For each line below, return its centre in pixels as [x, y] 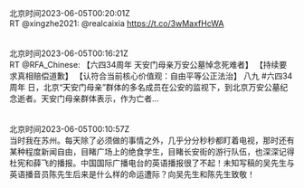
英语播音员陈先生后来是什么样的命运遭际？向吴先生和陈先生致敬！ [132, 174]
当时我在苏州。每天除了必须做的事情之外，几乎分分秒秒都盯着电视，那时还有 [152, 140]
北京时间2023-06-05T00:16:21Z [69, 53]
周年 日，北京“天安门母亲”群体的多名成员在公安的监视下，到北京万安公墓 [145, 87]
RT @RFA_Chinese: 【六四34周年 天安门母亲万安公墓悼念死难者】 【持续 [144, 65]
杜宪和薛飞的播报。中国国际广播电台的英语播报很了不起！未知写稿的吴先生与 [152, 163]
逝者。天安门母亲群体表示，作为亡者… [88, 99]
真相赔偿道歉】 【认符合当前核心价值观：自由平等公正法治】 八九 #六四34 [155, 76]
